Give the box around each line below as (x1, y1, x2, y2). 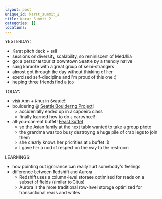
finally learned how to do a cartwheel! (19, 114, 95, 119)
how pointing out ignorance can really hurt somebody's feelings (12, 164, 141, 170)
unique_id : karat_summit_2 (5, 12, 60, 17)
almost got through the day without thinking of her (12, 69, 113, 75)
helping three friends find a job (12, 79, 74, 85)
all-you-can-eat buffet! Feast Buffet (12, 119, 84, 125)
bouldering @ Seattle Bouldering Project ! (12, 103, 94, 109)
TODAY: (5, 89, 21, 95)
